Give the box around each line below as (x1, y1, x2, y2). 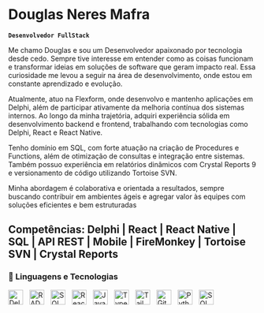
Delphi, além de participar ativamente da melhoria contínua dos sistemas (8, 102, 245, 112)
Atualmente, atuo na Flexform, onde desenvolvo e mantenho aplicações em (8, 94, 254, 103)
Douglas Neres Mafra (8, 6, 151, 24)
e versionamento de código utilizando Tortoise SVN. (8, 168, 177, 177)
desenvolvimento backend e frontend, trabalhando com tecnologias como (8, 119, 248, 129)
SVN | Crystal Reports (8, 248, 119, 261)
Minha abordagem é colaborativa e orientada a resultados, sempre (8, 183, 225, 192)
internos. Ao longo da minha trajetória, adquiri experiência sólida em (8, 110, 230, 120)
